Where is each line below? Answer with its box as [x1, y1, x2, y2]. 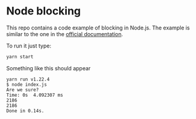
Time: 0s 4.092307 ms [6, 92, 63, 98]
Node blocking [6, 4, 81, 18]
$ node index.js [6, 81, 47, 88]
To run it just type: [6, 42, 52, 49]
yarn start [6, 53, 34, 59]
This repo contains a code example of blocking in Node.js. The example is [6, 24, 190, 31]
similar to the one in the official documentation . [6, 30, 124, 37]
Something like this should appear [6, 64, 91, 72]
